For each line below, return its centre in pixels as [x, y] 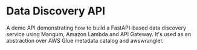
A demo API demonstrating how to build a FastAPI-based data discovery [96, 28]
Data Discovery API [56, 11]
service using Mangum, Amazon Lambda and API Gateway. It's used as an [99, 34]
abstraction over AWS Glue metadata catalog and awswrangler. [85, 40]
